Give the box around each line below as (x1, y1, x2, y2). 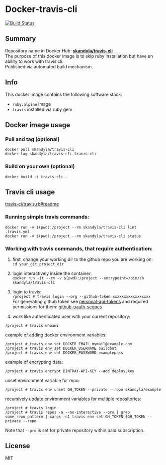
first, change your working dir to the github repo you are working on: (12, 256, 153, 262)
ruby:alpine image (12, 101, 51, 107)
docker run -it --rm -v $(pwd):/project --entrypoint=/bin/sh (12, 275, 144, 280)
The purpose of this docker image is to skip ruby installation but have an (5, 53, 153, 59)
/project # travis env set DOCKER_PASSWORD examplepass (5, 350, 123, 355)
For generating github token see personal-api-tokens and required (12, 298, 148, 304)
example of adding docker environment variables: (5, 332, 107, 338)
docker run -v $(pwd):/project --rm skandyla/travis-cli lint (5, 225, 137, 230)
